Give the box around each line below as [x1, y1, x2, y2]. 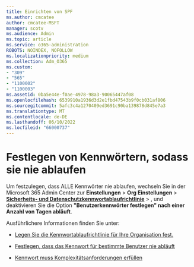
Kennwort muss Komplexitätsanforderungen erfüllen [14, 254, 143, 261]
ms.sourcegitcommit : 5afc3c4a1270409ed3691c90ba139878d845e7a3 [6, 102, 166, 109]
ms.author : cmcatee [6, 14, 55, 20]
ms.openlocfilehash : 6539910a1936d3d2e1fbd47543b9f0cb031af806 [6, 97, 166, 103]
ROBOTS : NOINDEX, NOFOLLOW [6, 48, 73, 54]
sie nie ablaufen [6, 163, 86, 177]
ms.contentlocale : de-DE [6, 114, 68, 120]
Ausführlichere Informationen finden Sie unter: [6, 219, 120, 227]
